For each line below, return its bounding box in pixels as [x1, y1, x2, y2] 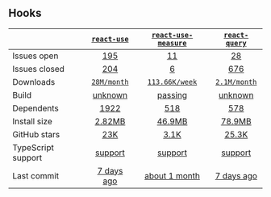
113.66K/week [147, 77, 198, 86]
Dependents [12, 103, 59, 114]
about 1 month [144, 170, 200, 181]
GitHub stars [12, 128, 60, 140]
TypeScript [12, 141, 54, 153]
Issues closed [12, 63, 65, 74]
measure [157, 38, 187, 48]
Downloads [12, 76, 56, 87]
